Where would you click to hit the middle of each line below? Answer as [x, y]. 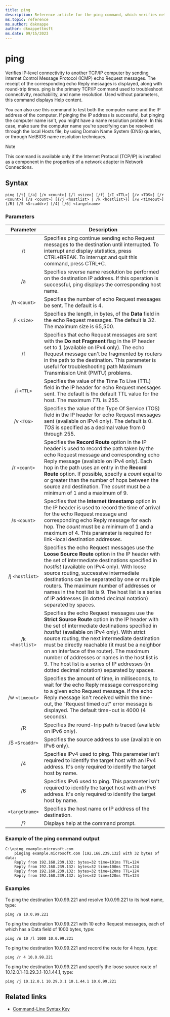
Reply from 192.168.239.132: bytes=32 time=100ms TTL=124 [77, 867]
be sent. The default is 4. [73, 305]
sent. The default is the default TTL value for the [101, 394]
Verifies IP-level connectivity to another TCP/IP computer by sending [77, 73]
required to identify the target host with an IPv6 [100, 788]
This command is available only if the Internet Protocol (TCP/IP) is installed [83, 156]
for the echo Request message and [86, 514]
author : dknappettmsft [29, 29]
